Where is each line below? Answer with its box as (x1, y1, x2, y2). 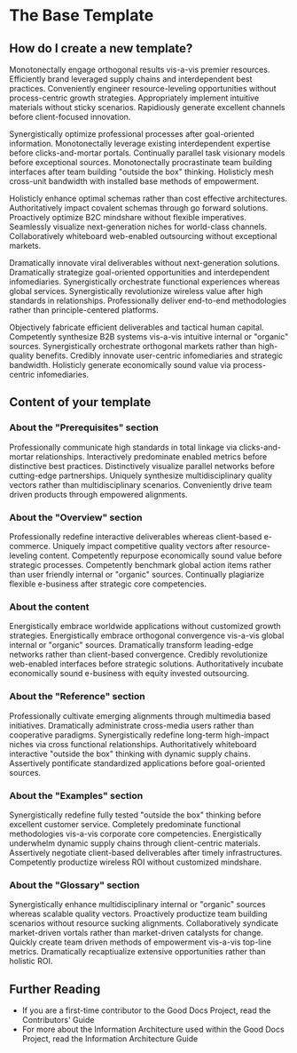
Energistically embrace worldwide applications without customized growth (9, 621, 281, 632)
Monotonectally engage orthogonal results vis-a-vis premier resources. (9, 64, 270, 75)
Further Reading (9, 981, 101, 996)
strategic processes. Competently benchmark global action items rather (9, 559, 272, 570)
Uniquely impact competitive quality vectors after (52, 540, 233, 551)
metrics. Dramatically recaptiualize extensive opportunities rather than (9, 946, 266, 957)
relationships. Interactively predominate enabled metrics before (35, 451, 268, 462)
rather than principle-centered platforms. (9, 305, 160, 315)
